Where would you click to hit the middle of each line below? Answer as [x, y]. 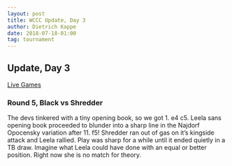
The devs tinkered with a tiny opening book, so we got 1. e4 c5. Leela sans [115, 118]
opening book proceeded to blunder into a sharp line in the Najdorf [104, 126]
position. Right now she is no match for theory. [74, 155]
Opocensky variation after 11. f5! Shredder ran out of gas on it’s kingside [111, 133]
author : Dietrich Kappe [42, 27]
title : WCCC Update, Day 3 [46, 20]
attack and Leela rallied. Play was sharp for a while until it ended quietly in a [116, 140]
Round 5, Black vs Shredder [55, 103]
